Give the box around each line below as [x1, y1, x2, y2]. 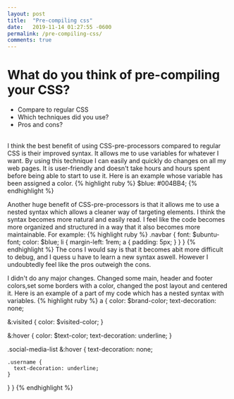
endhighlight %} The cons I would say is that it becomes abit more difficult [7, 245, 223, 254]
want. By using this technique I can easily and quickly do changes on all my [7, 157, 227, 165]
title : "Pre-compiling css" [7, 17, 93, 24]
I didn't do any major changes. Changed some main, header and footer [7, 274, 213, 282]
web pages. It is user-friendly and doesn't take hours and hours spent [7, 164, 210, 173]
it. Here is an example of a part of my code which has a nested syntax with [7, 289, 224, 297]
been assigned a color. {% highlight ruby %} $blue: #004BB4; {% [7, 179, 197, 188]
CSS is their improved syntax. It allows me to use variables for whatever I [7, 149, 219, 157]
